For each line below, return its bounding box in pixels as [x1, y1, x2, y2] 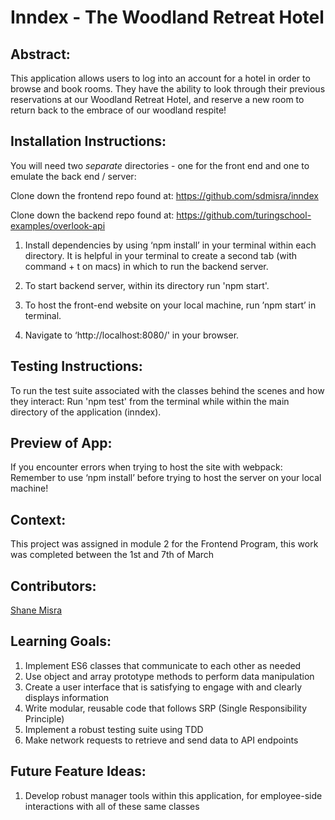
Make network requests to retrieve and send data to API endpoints [24, 734, 299, 746]
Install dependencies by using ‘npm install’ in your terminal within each [24, 239, 317, 251]
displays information [24, 691, 110, 703]
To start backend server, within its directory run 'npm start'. [24, 279, 270, 291]
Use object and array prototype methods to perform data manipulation [24, 670, 315, 682]
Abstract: [10, 46, 71, 63]
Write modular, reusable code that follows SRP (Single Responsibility [24, 702, 308, 714]
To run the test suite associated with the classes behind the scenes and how [10, 384, 325, 396]
